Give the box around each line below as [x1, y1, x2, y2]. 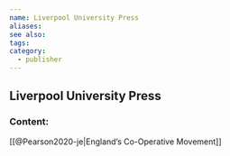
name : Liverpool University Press [9, 13, 140, 23]
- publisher [17, 55, 63, 64]
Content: [9, 115, 50, 128]
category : [9, 47, 47, 56]
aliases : [9, 22, 42, 31]
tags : [9, 38, 30, 48]
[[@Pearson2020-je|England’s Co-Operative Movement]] [9, 136, 223, 147]
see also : [9, 30, 47, 39]
